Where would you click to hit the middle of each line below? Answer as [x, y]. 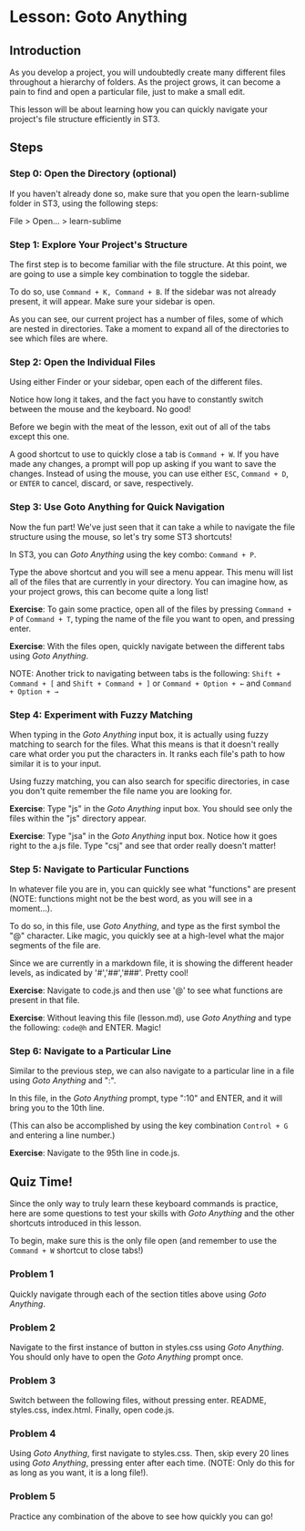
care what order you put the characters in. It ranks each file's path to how [147, 753]
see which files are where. [59, 338]
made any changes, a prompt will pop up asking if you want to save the [143, 464]
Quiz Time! [41, 1181]
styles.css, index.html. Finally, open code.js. [92, 1410]
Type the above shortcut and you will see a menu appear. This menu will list [152, 572]
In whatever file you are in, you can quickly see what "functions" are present [153, 889]
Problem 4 [33, 1433]
